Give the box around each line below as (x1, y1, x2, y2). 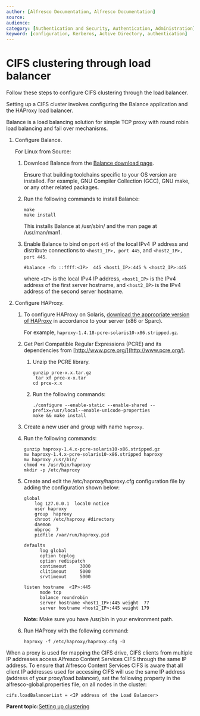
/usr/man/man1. (23, 229, 62, 236)
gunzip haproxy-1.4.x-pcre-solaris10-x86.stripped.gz (23, 446, 160, 452)
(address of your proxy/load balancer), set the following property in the (6, 675, 180, 682)
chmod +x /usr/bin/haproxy (23, 462, 91, 468)
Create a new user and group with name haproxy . (23, 423, 144, 430)
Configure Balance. (14, 137, 62, 144)
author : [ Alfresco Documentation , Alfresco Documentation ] (6, 8, 156, 15)
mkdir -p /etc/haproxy (23, 467, 80, 473)
